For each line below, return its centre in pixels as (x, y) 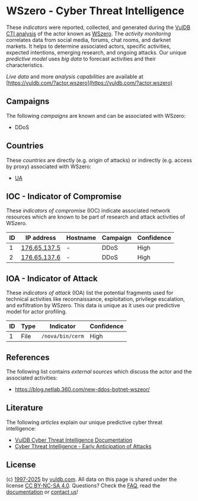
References (28, 357)
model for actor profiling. (36, 311)
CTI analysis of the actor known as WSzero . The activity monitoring (89, 33)
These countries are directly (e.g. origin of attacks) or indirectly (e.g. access (99, 160)
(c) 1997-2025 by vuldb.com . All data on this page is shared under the (92, 479)
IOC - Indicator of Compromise (64, 196)
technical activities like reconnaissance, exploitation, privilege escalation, (95, 299)
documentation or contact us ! (42, 492)
